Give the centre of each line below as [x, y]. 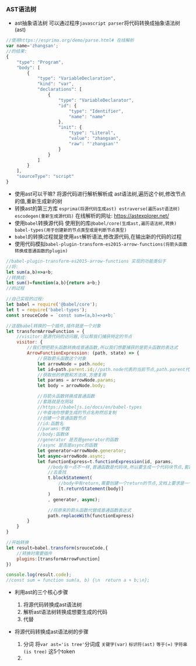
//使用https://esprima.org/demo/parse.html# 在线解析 [70, 40]
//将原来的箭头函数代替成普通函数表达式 [89, 510]
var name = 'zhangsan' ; [32, 46]
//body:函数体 [53, 434]
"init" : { [70, 128]
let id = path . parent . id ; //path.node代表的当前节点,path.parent [111, 369]
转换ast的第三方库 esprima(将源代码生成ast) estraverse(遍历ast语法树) [97, 208]
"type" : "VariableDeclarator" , [96, 100]
